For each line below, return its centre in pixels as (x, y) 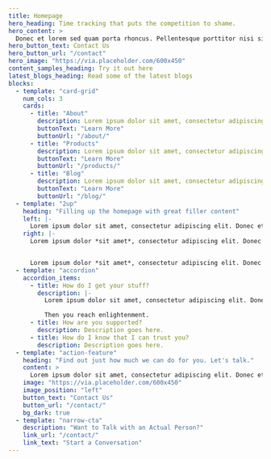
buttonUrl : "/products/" (79, 166)
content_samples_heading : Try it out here (81, 69)
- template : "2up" (47, 204)
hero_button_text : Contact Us (59, 46)
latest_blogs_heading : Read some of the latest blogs (101, 76)
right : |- (40, 234)
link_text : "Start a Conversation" (83, 443)
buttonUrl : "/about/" (74, 136)
